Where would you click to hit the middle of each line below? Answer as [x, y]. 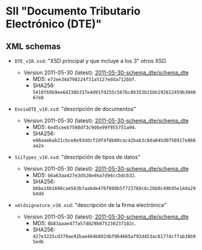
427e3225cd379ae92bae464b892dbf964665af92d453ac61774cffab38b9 [114, 237]
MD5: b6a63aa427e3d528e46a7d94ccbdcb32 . [84, 175]
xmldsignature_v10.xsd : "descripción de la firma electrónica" [90, 205]
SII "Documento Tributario [73, 11]
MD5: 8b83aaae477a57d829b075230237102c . [84, 223]
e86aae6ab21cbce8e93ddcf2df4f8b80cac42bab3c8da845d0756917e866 [114, 140]
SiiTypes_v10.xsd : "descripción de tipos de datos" [77, 157]
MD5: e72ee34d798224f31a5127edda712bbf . [84, 79]
